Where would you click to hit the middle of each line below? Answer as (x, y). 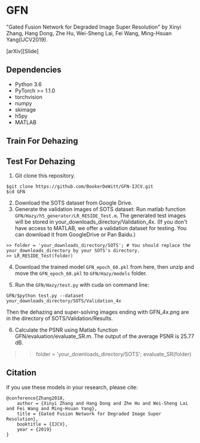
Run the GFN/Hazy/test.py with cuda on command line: (82, 284)
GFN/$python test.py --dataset (45, 296)
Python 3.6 (28, 84)
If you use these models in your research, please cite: (72, 387)
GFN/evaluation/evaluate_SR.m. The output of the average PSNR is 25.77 (104, 336)
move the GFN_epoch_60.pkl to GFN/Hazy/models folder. (81, 273)
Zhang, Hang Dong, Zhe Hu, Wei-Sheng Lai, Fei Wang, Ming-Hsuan (89, 33)
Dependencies (34, 70)
